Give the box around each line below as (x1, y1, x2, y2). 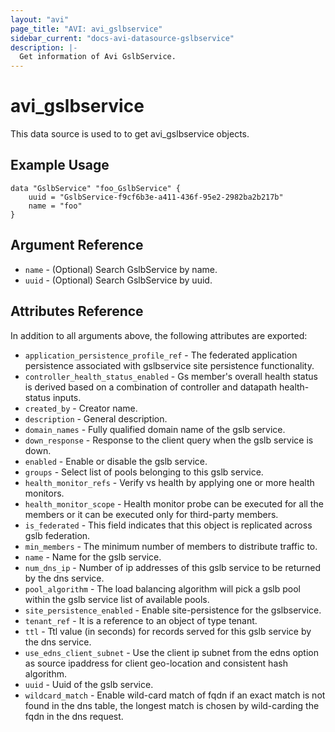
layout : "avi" (10, 14, 70, 25)
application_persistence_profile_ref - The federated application (24, 349, 298, 361)
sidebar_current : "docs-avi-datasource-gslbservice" (10, 33, 235, 43)
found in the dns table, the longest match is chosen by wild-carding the (24, 699, 320, 711)
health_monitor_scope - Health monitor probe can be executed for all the (24, 497, 324, 510)
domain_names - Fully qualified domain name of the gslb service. (24, 423, 286, 435)
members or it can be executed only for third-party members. (24, 508, 279, 520)
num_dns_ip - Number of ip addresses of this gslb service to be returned (24, 561, 321, 573)
